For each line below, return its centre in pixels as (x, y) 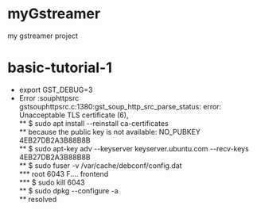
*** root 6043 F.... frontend (64, 174)
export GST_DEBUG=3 (56, 90)
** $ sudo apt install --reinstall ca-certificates (93, 123)
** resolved (38, 199)
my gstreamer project (43, 36)
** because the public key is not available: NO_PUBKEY (109, 132)
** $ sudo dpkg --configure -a (68, 190)
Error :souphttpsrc (49, 98)
